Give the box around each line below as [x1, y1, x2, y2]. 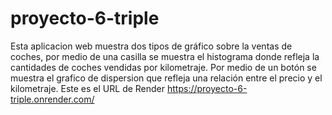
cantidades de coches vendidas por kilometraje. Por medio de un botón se [10, 61, 317, 73]
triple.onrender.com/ [10, 93, 95, 105]
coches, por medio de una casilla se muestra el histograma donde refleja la [10, 50, 320, 62]
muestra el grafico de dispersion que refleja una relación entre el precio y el [10, 72, 323, 84]
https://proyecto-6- [166, 82, 248, 94]
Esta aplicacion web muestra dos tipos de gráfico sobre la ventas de [10, 40, 293, 52]
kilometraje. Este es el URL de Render [10, 82, 166, 94]
